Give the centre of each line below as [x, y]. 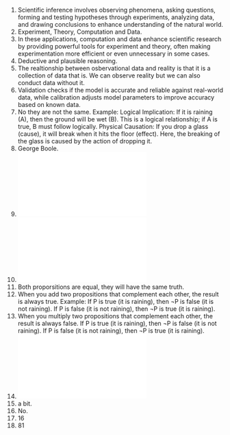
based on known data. [49, 105]
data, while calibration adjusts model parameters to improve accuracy [116, 97]
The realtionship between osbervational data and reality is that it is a [114, 68]
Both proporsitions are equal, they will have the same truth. [101, 287]
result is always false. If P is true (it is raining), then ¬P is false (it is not [117, 323]
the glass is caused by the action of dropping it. [85, 141]
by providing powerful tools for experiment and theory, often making [114, 46]
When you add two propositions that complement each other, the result [118, 294]
